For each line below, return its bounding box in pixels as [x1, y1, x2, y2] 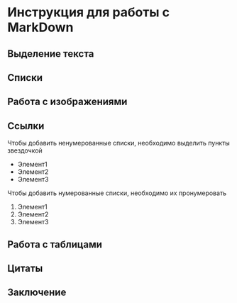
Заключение [7, 287, 67, 299]
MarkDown [7, 19, 74, 35]
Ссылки [7, 120, 45, 132]
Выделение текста [7, 48, 94, 60]
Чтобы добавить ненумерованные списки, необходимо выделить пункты [7, 139, 231, 148]
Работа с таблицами [7, 238, 103, 250]
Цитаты [7, 262, 43, 274]
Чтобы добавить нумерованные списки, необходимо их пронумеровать [7, 189, 227, 197]
